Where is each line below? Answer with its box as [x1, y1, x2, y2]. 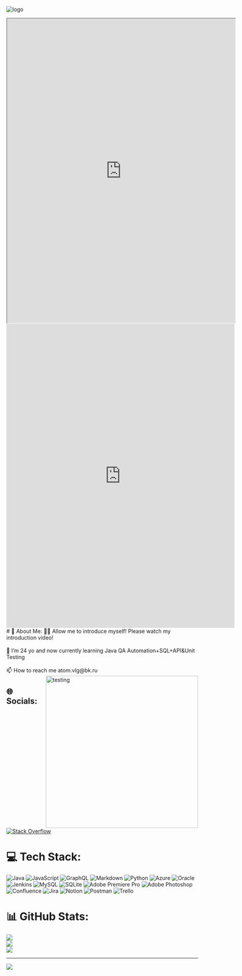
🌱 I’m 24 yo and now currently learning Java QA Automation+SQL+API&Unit [6, 647, 195, 654]
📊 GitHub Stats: [6, 910, 89, 924]
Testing [6, 654, 26, 660]
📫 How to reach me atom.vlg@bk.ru [6, 667, 98, 674]
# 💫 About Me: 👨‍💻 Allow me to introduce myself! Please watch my [6, 627, 171, 635]
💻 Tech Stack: [6, 850, 81, 864]
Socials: [6, 696, 38, 706]
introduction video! [6, 634, 54, 641]
